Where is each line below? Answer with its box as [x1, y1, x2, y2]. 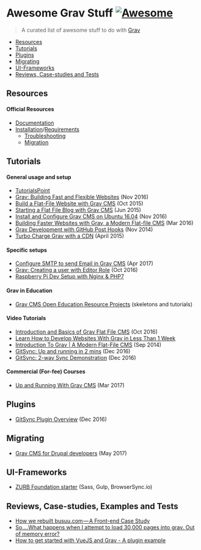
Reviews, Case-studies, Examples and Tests [6, 501, 178, 512]
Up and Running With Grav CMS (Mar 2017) [15, 381, 125, 389]
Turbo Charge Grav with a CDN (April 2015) [15, 232, 124, 240]
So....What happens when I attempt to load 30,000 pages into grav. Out [15, 524, 195, 531]
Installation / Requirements [15, 125, 80, 133]
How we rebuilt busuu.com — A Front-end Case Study [15, 517, 150, 525]
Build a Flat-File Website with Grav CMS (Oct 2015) [15, 200, 144, 207]
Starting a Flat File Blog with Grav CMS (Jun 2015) [15, 207, 142, 214]
